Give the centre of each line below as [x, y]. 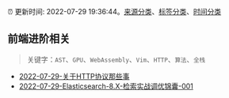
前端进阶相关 [39, 39]
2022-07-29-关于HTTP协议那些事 [74, 76]
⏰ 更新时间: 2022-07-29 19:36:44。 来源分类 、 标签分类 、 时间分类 [114, 11]
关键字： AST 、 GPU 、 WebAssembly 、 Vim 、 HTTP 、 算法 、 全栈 [116, 59]
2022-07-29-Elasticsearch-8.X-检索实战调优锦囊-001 [106, 86]
